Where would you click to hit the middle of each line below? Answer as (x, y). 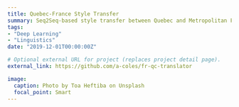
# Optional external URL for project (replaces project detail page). (114, 60)
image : (17, 79)
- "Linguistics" (31, 40)
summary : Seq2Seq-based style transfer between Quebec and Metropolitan (117, 21)
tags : (15, 27)
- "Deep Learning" (34, 34)
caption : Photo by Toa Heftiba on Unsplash (79, 86)
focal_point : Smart (43, 92)
